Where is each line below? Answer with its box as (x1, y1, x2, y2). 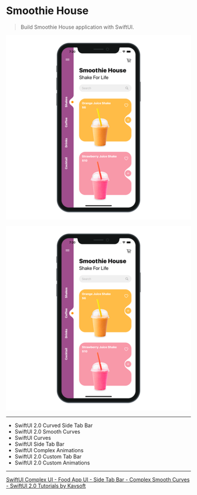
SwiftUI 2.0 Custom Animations (14, 459, 90, 466)
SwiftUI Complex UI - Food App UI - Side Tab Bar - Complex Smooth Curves (6, 476, 190, 483)
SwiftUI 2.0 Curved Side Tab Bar (14, 422, 93, 429)
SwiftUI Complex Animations (14, 446, 84, 453)
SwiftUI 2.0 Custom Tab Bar (14, 453, 82, 460)
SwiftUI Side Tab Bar (14, 441, 64, 448)
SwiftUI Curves (14, 434, 52, 441)
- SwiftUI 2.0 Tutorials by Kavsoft (6, 482, 86, 489)
